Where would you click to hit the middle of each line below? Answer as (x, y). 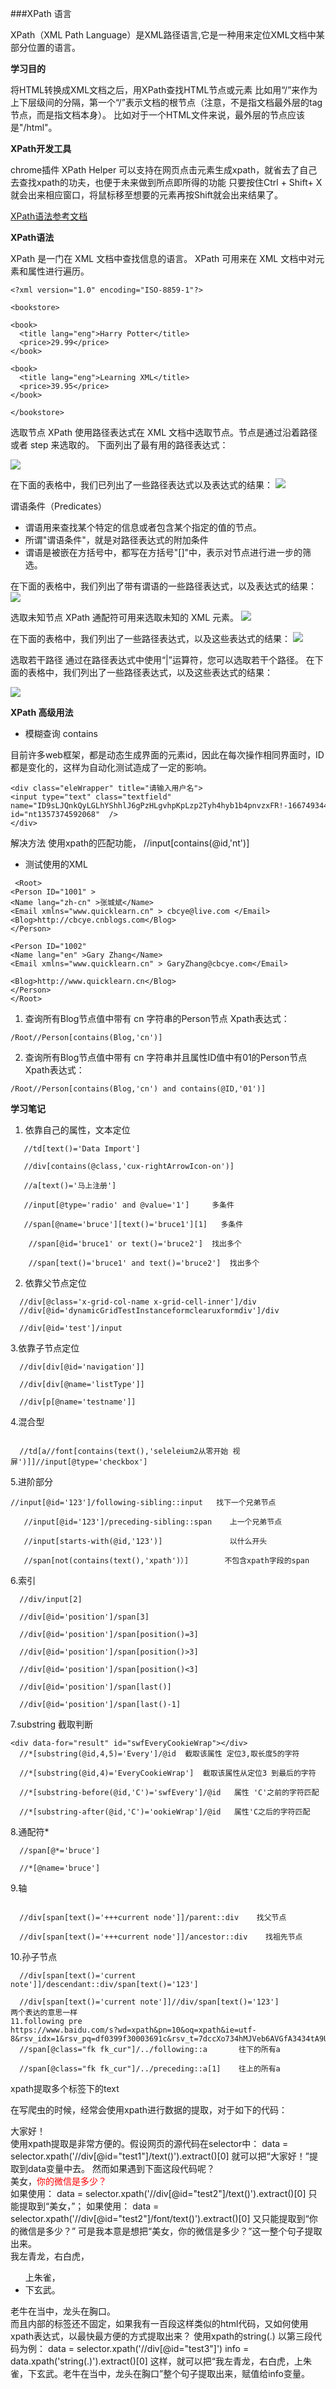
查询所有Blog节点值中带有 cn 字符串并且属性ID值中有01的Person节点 (166, 1057)
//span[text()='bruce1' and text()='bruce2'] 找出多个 (144, 1263)
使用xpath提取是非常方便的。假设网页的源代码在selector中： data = (149, 2143)
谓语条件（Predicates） (59, 506)
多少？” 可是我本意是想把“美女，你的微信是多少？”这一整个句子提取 (183, 2231)
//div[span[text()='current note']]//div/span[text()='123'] (149, 2002)
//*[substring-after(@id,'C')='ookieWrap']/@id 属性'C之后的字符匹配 (165, 1812)
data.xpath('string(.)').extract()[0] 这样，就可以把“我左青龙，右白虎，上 (156, 2361)
